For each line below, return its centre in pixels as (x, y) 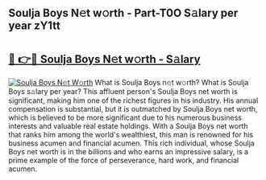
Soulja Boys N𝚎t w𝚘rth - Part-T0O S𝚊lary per (123, 13)
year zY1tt (34, 26)
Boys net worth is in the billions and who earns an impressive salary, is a (128, 151)
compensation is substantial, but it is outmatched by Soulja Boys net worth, (133, 109)
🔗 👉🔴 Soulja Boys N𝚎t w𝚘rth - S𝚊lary (104, 59)
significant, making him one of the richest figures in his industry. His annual (133, 100)
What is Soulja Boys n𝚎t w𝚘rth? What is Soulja (172, 82)
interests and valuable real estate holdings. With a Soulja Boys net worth (128, 126)
